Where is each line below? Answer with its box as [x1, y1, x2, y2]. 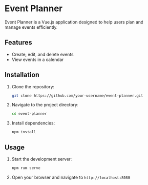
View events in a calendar [11, 57, 64, 62]
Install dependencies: [11, 120, 55, 126]
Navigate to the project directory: [11, 102, 79, 108]
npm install [11, 130, 36, 135]
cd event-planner [11, 111, 47, 116]
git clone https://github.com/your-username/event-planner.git [11, 93, 144, 98]
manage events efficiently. [4, 24, 58, 30]
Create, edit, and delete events [11, 51, 74, 57]
